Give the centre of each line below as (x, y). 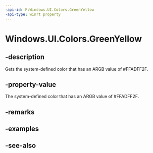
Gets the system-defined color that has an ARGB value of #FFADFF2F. (77, 69)
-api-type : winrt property (33, 14)
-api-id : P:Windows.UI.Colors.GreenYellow (50, 10)
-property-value (31, 84)
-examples (22, 129)
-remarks (20, 112)
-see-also (21, 146)
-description (25, 57)
